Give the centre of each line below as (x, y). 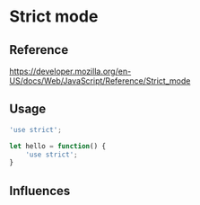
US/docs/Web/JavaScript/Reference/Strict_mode (100, 81)
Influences (40, 191)
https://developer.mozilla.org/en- (70, 71)
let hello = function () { (57, 146)
